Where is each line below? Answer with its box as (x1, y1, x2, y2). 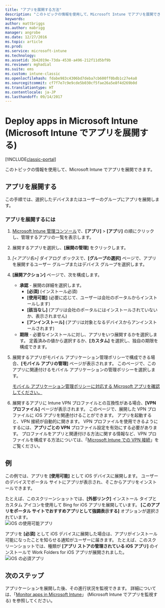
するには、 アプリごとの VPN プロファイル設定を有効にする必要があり (12, 425, 153, 431)
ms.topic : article (5, 39, 43, 44)
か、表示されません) (27, 313, 67, 319)
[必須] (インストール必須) (27, 289, 78, 295)
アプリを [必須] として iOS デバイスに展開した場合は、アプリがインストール (5, 531, 158, 537)
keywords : (5, 16, 26, 21)
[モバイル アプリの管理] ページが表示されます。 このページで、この (21, 361, 156, 367)
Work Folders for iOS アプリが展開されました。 (31, 549, 127, 555)
